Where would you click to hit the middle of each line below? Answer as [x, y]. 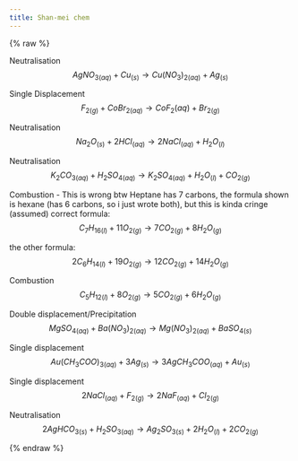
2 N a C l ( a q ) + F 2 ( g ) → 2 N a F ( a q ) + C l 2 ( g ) [150, 396]
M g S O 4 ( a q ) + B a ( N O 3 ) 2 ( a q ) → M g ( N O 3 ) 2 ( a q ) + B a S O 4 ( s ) [150, 329]
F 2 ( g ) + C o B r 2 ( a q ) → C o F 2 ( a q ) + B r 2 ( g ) [150, 109]
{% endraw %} [37, 448]
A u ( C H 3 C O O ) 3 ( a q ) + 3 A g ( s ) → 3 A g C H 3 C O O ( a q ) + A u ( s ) [150, 362]
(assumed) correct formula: [60, 213]
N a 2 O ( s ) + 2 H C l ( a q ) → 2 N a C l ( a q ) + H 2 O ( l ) [150, 143]
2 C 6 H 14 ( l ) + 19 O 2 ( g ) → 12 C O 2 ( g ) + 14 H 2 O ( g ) [150, 262]
